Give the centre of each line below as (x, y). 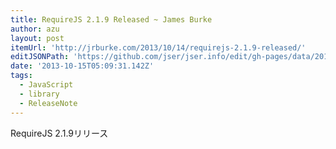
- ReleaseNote (48, 103)
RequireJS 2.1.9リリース (59, 133)
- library (39, 94)
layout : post (37, 38)
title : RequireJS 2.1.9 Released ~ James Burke (111, 19)
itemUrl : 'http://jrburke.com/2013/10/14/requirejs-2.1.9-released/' (158, 47)
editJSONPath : (40, 57)
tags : (21, 76)
